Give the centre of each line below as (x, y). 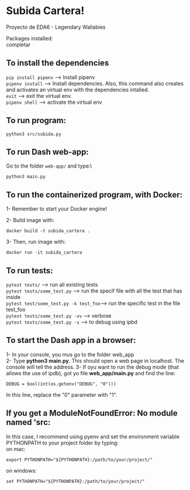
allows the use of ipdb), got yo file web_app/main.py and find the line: (91, 373)
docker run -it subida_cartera (44, 253)
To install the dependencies (58, 63)
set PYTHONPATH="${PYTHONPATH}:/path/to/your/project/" (75, 481)
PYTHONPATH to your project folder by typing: (62, 443)
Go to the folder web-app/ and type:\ (49, 166)
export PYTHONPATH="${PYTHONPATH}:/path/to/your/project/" (80, 460)
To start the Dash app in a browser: (71, 340)
